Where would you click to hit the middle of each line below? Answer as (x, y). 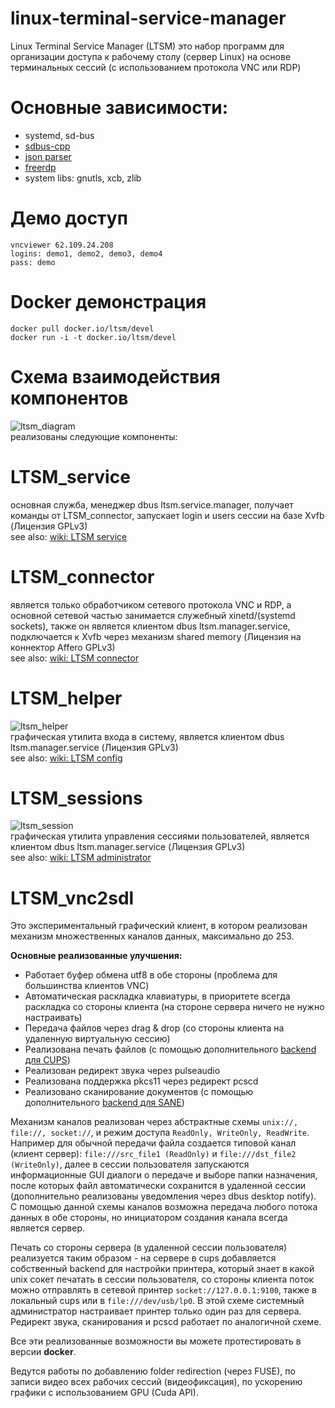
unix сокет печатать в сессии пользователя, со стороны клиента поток (162, 1279)
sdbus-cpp (47, 146)
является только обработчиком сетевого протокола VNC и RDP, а (151, 604)
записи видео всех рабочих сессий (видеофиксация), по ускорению (156, 1382)
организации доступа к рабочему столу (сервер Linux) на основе (151, 56)
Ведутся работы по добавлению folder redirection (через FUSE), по (153, 1371)
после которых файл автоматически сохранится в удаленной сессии (158, 1186)
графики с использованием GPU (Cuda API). (105, 1393)
